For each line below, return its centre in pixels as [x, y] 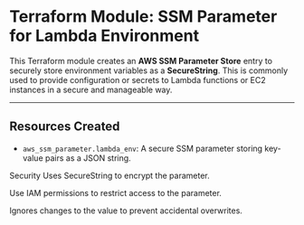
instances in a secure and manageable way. [91, 89]
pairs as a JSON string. [88, 158]
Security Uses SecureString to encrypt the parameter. [109, 175]
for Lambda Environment [104, 36]
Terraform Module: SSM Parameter [143, 17]
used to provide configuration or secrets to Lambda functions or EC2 [138, 80]
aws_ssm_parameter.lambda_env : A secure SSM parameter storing [142, 148]
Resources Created [65, 127]
